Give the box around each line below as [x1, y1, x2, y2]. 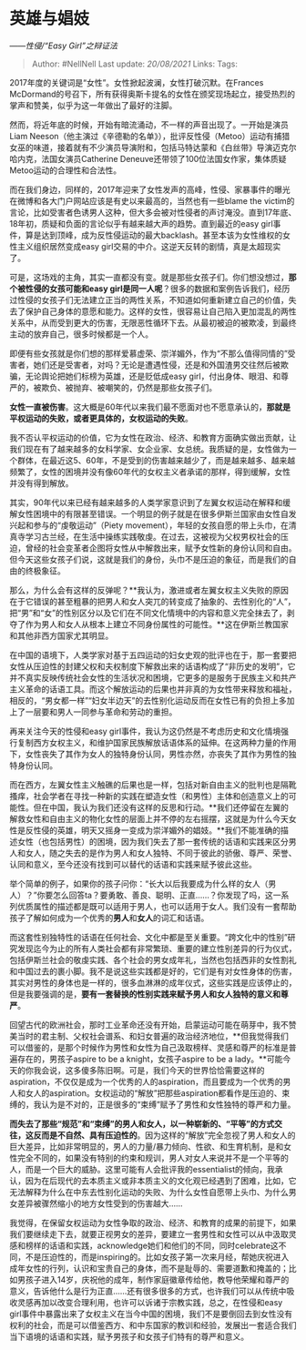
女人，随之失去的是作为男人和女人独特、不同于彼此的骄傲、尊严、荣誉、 [25, 848, 297, 858]
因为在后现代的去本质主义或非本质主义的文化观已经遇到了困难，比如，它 [25, 1175, 297, 1186]
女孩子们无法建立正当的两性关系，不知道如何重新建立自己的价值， [40, 294, 289, 305]
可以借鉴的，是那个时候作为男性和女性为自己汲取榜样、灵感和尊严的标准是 [9, 1041, 289, 1052]
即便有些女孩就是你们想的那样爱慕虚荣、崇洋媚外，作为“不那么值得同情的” [9, 348, 289, 359]
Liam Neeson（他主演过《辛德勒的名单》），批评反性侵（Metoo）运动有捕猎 [9, 130, 291, 141]
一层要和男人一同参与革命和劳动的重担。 [25, 706, 178, 717]
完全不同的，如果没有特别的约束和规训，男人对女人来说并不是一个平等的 [16, 1152, 289, 1163]
